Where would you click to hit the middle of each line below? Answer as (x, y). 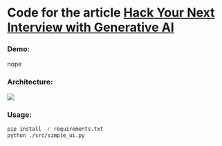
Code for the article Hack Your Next (111, 13)
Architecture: (30, 82)
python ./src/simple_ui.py (46, 135)
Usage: (20, 114)
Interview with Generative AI (91, 27)
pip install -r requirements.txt (55, 129)
